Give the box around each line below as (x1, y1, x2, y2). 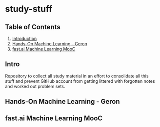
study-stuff (5, 3, 53, 15)
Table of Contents (5, 23, 61, 31)
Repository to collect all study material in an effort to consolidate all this (5, 73, 149, 79)
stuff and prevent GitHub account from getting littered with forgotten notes (5, 78, 155, 84)
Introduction (12, 36, 37, 41)
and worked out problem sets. (5, 83, 65, 89)
